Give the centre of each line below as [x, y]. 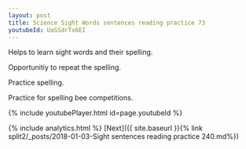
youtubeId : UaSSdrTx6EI [47, 30]
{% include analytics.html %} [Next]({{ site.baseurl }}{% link [105, 128]
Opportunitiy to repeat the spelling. [65, 67]
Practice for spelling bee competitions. [71, 98]
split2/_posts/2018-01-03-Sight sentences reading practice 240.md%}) [124, 136]
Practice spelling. [36, 82]
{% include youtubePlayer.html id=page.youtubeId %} [95, 113]
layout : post [29, 15]
